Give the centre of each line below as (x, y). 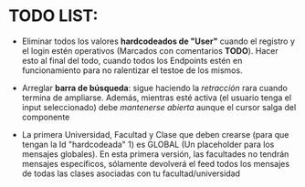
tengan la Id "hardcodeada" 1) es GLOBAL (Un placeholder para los (148, 144)
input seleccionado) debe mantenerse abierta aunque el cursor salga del (159, 107)
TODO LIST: (53, 16)
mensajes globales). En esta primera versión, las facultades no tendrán (155, 154)
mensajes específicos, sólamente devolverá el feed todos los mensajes (155, 163)
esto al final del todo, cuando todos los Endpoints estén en (132, 60)
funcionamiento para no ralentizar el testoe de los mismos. (132, 70)
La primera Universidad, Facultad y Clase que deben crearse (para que (155, 134)
